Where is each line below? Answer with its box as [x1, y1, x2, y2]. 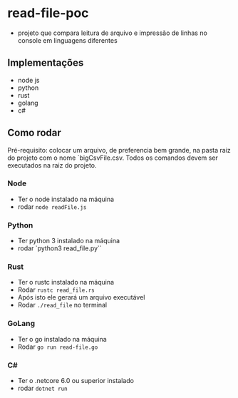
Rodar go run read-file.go [17, 342, 98, 351]
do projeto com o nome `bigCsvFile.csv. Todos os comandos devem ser [7, 153, 219, 162]
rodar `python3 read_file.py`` [17, 244, 102, 252]
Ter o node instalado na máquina [17, 195, 115, 203]
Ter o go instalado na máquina [17, 335, 107, 343]
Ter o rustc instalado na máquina [17, 278, 115, 287]
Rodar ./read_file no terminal [17, 301, 108, 310]
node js [17, 76, 40, 84]
